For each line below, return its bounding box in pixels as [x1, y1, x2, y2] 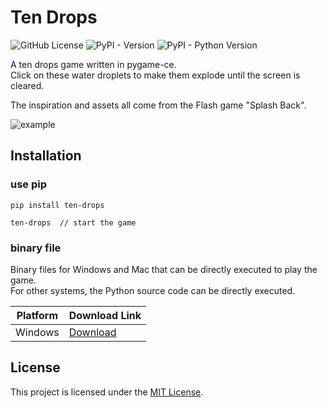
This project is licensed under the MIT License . [10, 386, 204, 398]
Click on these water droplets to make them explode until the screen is [10, 69, 301, 81]
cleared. [10, 79, 45, 91]
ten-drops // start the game [10, 217, 137, 228]
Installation [10, 147, 82, 165]
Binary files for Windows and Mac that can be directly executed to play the [10, 263, 318, 275]
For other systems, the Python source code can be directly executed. [10, 284, 296, 296]
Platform [16, 308, 59, 322]
